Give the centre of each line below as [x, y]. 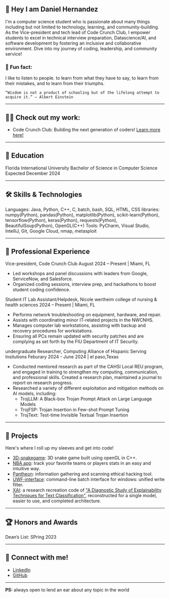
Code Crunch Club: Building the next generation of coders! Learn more [87, 129]
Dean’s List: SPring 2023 [31, 537]
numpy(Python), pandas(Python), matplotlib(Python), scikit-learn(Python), [82, 215]
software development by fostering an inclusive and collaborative [73, 43]
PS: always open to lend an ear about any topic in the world [68, 590]
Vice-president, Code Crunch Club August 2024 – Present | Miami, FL [78, 264]
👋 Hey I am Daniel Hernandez [52, 9]
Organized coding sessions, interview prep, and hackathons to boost [84, 284]
